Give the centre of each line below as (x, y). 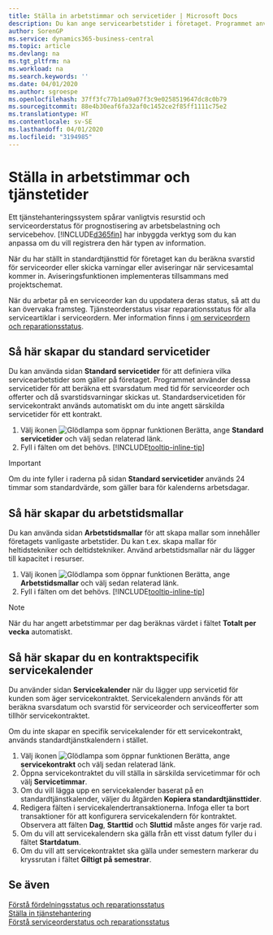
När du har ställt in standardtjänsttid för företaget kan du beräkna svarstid (132, 259)
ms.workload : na (36, 69)
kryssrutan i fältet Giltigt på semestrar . (86, 859)
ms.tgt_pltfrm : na (39, 62)
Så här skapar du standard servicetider (109, 352)
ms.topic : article (39, 46)
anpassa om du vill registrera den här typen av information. (107, 243)
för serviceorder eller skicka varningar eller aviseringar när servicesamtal (131, 267)
